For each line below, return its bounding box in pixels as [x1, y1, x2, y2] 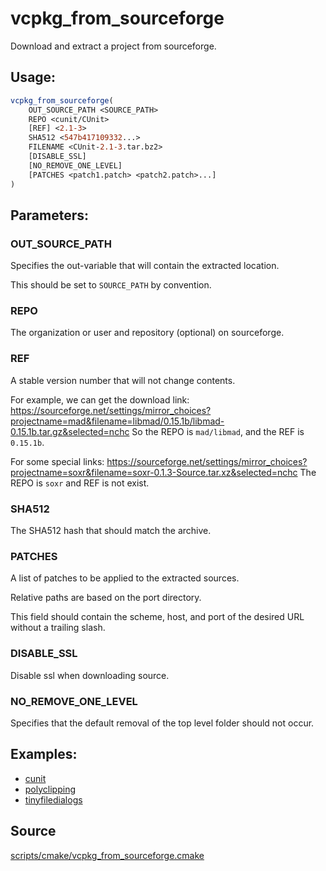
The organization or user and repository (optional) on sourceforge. [10, 327, 285, 339]
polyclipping [24, 783, 76, 795]
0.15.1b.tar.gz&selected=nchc [10, 425, 130, 437]
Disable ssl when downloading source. [10, 669, 170, 681]
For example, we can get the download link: [10, 393, 190, 406]
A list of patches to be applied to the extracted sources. [10, 572, 240, 584]
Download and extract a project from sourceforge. [10, 40, 217, 52]
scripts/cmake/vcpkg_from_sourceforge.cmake [10, 849, 205, 861]
